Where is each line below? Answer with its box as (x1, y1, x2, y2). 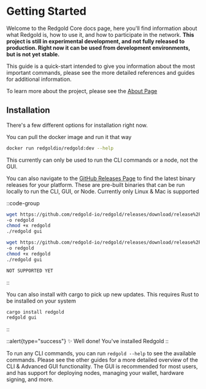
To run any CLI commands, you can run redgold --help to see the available (6, 350, 196, 357)
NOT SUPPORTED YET (6, 268, 53, 274)
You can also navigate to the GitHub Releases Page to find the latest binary (6, 175, 196, 182)
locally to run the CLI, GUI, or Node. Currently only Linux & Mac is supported (6, 187, 199, 195)
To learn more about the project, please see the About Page (6, 87, 158, 94)
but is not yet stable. (6, 50, 60, 58)
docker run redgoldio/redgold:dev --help (6, 145, 114, 151)
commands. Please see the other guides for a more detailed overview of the (6, 357, 198, 364)
